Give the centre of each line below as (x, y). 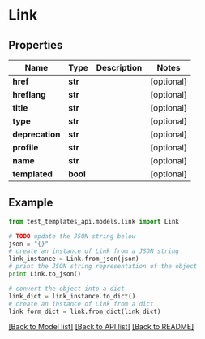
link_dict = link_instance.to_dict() (72, 296)
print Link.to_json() (45, 274)
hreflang (29, 95)
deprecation (36, 134)
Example (31, 203)
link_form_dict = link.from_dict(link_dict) (85, 311)
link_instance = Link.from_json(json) (74, 259)
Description (119, 68)
